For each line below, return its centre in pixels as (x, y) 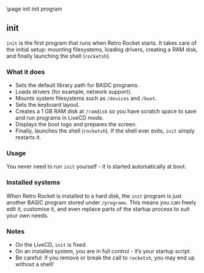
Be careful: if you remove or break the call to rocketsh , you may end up (105, 258)
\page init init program (34, 9)
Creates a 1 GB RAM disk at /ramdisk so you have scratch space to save (106, 111)
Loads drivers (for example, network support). (74, 92)
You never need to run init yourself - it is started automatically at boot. (96, 167)
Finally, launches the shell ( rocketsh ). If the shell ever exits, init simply (105, 131)
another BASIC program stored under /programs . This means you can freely (101, 202)
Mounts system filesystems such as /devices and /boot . (86, 98)
